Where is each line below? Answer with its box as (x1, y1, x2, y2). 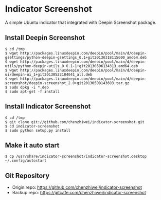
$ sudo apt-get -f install (5, 89, 60, 94)
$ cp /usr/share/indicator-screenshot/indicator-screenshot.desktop (5, 154, 147, 159)
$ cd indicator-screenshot (5, 124, 60, 128)
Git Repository (5, 171, 50, 180)
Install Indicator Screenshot (5, 102, 91, 110)
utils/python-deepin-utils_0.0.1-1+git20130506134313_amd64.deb (5, 63, 138, 69)
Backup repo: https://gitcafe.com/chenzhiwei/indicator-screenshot (12, 190, 146, 196)
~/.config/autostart (5, 158, 47, 164)
